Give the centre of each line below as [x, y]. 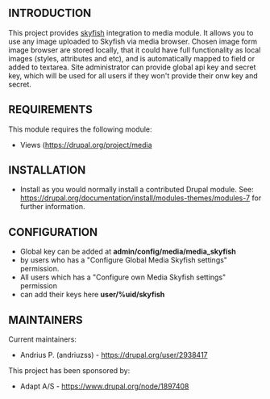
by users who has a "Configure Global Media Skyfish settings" [124, 260]
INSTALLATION [47, 170]
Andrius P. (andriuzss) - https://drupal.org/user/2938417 [114, 355]
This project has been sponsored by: [69, 371]
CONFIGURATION [53, 232]
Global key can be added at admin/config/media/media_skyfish [128, 252]
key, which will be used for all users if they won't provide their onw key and [133, 75]
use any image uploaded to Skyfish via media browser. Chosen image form [133, 41]
